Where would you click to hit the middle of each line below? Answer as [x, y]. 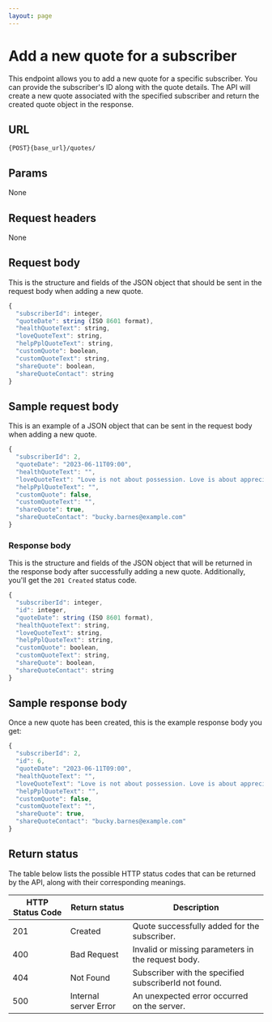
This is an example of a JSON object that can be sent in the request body [130, 426]
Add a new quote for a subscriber [123, 55]
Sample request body [64, 406]
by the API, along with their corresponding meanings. [97, 882]
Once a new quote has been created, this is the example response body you [136, 722]
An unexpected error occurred [190, 995]
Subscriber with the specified [188, 973]
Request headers [53, 218]
